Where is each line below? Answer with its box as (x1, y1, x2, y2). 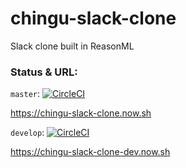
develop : (10, 127, 45, 139)
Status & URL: (10, 65, 78, 79)
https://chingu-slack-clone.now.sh (10, 107, 152, 119)
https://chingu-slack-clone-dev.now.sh (10, 146, 171, 158)
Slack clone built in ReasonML (10, 40, 135, 52)
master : (10, 88, 40, 100)
